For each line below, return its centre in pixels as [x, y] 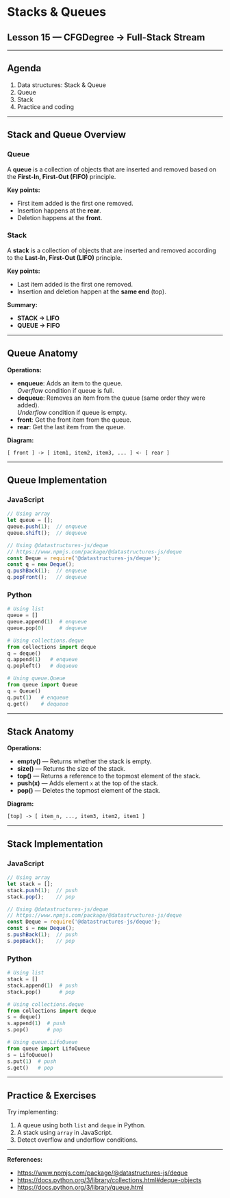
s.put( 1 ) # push [32, 1061]
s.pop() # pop [35, 1030]
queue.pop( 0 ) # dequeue [47, 628]
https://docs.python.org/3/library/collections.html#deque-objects [109, 1180]
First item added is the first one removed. [75, 203]
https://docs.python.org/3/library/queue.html [80, 1188]
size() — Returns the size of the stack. [71, 769]
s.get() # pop [30, 1068]
